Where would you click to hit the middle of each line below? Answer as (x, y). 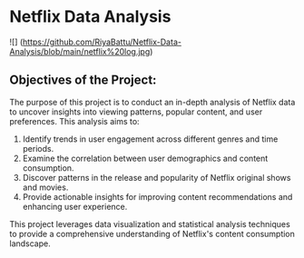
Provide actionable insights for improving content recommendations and (157, 196)
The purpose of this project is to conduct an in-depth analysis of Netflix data (152, 102)
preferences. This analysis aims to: (74, 121)
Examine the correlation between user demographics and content (145, 158)
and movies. (45, 187)
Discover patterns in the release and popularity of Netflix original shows (157, 177)
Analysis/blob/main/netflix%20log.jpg (80, 51)
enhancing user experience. (75, 206)
